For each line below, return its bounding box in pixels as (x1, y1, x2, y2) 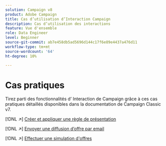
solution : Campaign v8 (5, 7, 52, 12)
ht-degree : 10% (5, 53, 37, 59)
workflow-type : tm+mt (5, 44, 50, 49)
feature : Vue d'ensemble (5, 26, 57, 31)
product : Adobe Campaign (5, 12, 57, 17)
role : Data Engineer (5, 30, 48, 35)
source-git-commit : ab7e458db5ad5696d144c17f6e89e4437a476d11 (5, 40, 137, 45)
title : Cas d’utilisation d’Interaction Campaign (5, 16, 111, 21)
